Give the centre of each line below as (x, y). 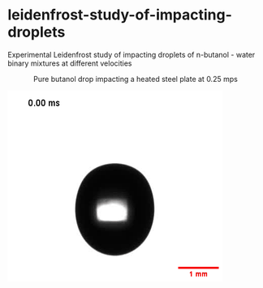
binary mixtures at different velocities (70, 63)
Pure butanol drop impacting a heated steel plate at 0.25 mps (136, 79)
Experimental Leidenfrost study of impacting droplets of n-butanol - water (131, 54)
